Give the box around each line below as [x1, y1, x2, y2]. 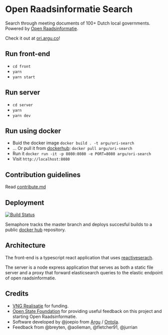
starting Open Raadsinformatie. [12, 313, 77, 319]
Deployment [5, 198, 44, 207]
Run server [5, 88, 40, 97]
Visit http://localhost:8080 [12, 156, 70, 162]
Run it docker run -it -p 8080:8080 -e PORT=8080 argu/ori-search [12, 150, 151, 156]
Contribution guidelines [5, 171, 81, 179]
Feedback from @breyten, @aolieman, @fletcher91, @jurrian [12, 324, 137, 330]
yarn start [12, 74, 35, 80]
